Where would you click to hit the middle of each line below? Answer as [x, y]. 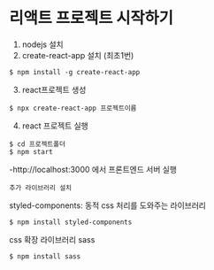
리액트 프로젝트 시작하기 [92, 18]
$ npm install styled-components [71, 222]
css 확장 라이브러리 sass [52, 239]
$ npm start [31, 151]
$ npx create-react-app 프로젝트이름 [73, 108]
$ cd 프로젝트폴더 [38, 144]
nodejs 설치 [42, 44]
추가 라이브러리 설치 [41, 188]
